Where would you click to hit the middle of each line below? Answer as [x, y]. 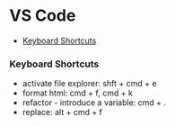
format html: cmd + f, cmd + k [77, 93]
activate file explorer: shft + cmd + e [89, 84]
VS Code [43, 16]
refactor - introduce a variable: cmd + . [94, 103]
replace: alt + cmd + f [62, 112]
